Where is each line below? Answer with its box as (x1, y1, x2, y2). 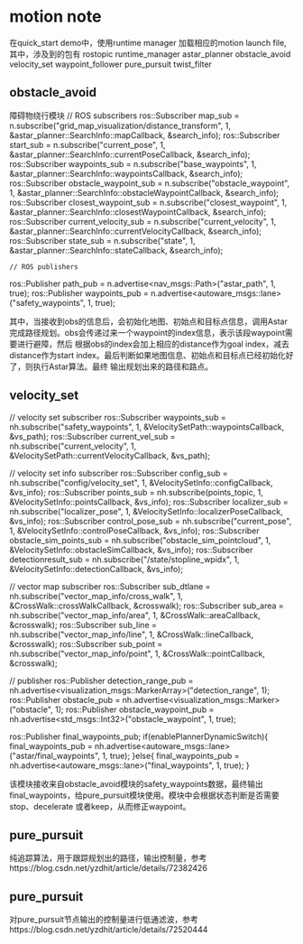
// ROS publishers (9, 262, 78, 272)
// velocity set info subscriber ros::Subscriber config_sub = (9, 467, 228, 478)
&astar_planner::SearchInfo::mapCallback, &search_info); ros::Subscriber (9, 129, 280, 141)
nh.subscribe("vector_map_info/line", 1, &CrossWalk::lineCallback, (9, 629, 254, 640)
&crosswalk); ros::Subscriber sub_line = (9, 619, 158, 630)
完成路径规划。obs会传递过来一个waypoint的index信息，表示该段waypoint (9, 327, 286, 338)
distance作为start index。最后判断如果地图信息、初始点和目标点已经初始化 (9, 349, 286, 360)
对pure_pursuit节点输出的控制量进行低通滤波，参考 (9, 914, 198, 925)
